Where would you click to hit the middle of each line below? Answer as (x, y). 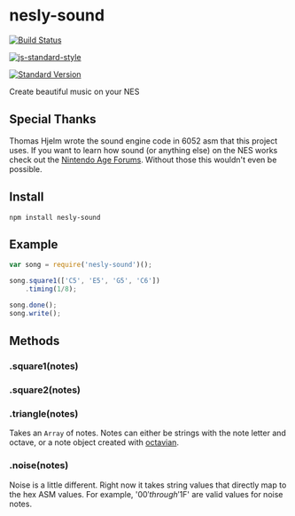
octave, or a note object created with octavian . (94, 442)
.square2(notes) (45, 389)
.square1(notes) (44, 366)
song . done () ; (33, 305)
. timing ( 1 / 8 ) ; (51, 289)
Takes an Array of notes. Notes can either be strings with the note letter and (147, 433)
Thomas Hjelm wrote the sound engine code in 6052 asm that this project (144, 141)
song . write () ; (35, 313)
